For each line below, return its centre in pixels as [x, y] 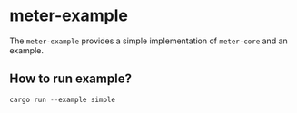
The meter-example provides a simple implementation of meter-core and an [148, 41]
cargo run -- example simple [63, 99]
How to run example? [70, 79]
